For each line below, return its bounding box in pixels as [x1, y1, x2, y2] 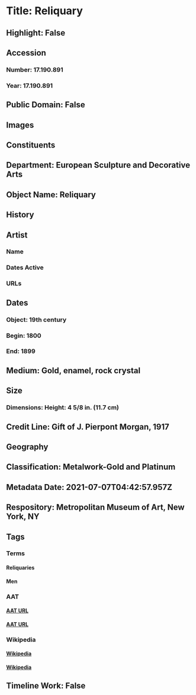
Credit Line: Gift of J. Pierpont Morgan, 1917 [6, 422, 170, 432]
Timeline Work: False [6, 681, 86, 691]
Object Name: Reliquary [6, 190, 96, 200]
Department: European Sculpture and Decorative [6, 160, 191, 170]
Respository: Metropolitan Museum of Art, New [6, 502, 185, 513]
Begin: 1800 [6, 331, 41, 340]
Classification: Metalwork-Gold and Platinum [6, 462, 176, 472]
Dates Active [6, 264, 44, 272]
